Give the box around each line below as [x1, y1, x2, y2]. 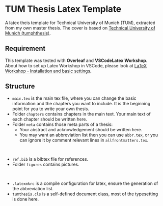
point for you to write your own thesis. [12, 106, 89, 112]
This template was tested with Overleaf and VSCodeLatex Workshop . [5, 58, 148, 63]
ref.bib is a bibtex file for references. [12, 156, 88, 162]
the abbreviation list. [12, 185, 54, 191]
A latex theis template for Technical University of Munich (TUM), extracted [5, 20, 156, 26]
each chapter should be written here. [12, 116, 87, 122]
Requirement [5, 44, 46, 53]
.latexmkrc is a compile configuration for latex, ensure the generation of [12, 180, 158, 186]
